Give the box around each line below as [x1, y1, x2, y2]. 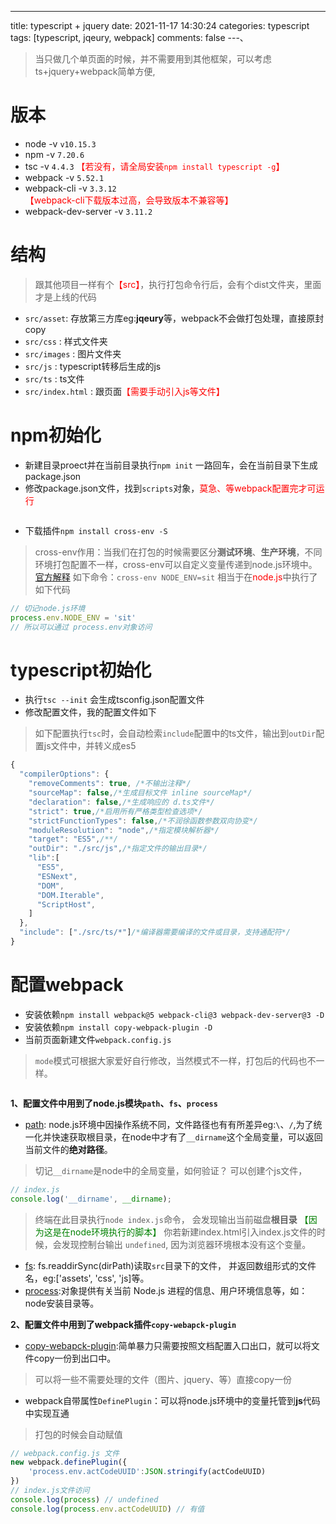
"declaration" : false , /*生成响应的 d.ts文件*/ [28, 797, 215, 807]
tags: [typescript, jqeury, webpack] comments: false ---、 [10, 32, 249, 43]
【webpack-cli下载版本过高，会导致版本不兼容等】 [24, 194, 234, 206]
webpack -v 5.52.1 [24, 171, 105, 183]
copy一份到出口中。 [33, 1352, 117, 1364]
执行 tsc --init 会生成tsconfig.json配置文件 [24, 694, 205, 706]
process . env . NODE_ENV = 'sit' [10, 612, 137, 623]
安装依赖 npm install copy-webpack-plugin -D [24, 1021, 213, 1033]
